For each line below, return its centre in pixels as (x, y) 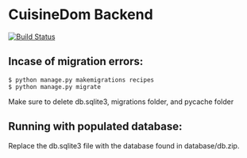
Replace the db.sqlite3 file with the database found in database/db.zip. (124, 145)
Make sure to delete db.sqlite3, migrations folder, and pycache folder (121, 102)
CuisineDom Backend (81, 15)
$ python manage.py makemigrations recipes (81, 80)
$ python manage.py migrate (55, 87)
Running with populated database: (95, 127)
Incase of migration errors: (76, 62)
